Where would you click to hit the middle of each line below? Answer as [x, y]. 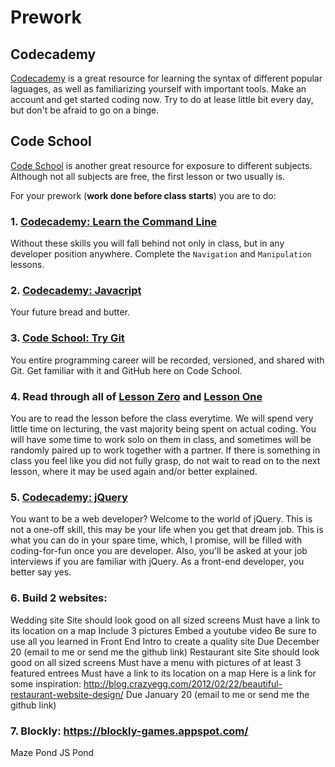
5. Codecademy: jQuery [69, 497]
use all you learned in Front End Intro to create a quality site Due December [165, 641]
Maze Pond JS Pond [52, 752]
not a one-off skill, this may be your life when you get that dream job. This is [167, 530]
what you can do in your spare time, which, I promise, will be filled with [156, 540]
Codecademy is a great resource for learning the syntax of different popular [166, 78]
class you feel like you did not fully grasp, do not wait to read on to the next [165, 460]
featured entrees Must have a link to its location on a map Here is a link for [163, 673]
